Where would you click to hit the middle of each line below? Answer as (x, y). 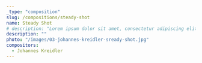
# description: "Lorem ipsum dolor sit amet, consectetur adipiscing (95, 28)
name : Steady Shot (29, 23)
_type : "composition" (33, 12)
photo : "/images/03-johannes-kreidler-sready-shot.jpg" (78, 40)
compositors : (23, 46)
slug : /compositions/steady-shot (48, 17)
